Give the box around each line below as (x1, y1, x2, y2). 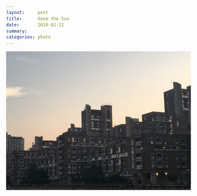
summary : (6, 28, 28, 34)
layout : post (6, 9, 49, 15)
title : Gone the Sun (6, 15, 69, 22)
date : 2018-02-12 (6, 22, 64, 28)
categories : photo (6, 34, 51, 40)
